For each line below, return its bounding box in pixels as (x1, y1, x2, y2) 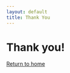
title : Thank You (6, 14, 51, 21)
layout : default (6, 8, 47, 15)
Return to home (6, 60, 46, 68)
